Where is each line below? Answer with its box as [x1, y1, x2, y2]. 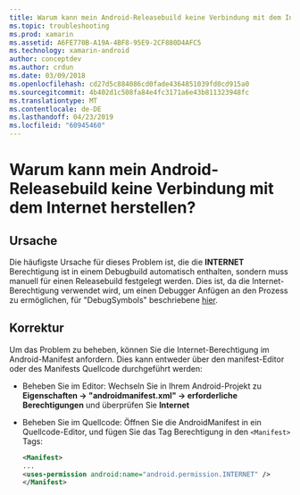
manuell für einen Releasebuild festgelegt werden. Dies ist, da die [9, 276, 250, 286]
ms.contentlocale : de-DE [9, 105, 102, 113]
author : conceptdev [9, 55, 82, 63]
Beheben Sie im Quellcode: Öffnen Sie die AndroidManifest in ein [21, 416, 262, 427]
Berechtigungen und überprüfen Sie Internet [21, 399, 190, 410]
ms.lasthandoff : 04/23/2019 [9, 113, 114, 122]
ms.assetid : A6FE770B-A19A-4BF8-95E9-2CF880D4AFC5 [9, 38, 202, 47]
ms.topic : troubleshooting [9, 21, 110, 30]
